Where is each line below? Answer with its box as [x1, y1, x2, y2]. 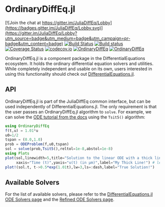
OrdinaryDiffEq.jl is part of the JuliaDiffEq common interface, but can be [5, 98, 151, 104]
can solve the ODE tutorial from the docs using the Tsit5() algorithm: [5, 114, 146, 120]
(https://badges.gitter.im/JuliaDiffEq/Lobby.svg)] [5, 25, 103, 30]
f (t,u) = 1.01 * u [5, 128, 38, 133]
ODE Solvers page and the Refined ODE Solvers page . [5, 197, 114, 203]
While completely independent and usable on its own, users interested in [5, 65, 152, 72]
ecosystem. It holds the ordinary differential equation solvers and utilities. [5, 60, 154, 66]
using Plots [5, 151, 29, 156]
